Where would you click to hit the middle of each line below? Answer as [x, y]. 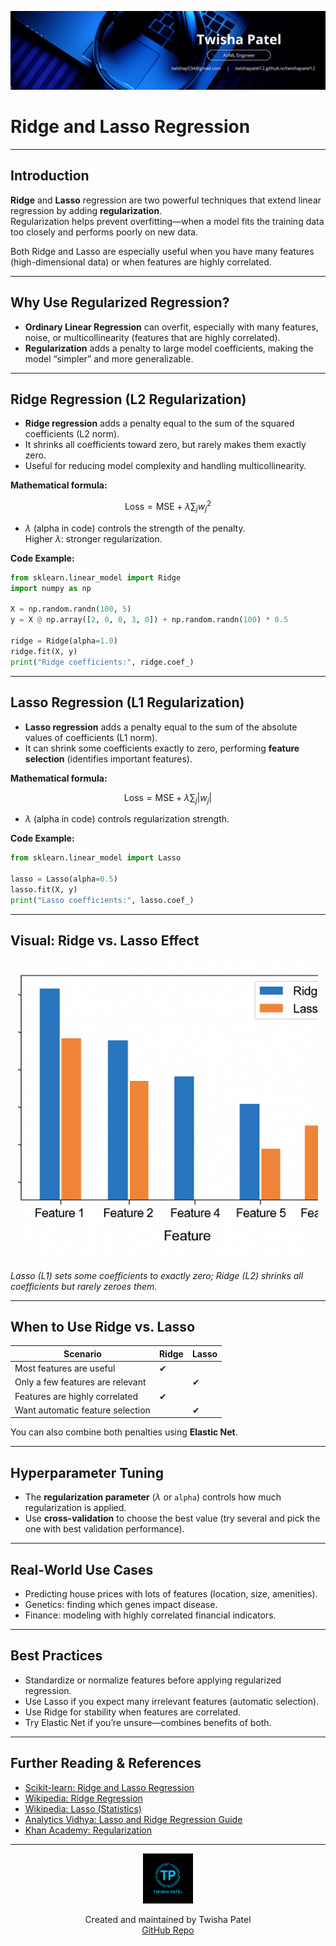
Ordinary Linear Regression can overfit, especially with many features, [171, 327]
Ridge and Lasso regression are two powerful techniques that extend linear [166, 200]
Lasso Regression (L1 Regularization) [127, 702]
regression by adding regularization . [86, 210]
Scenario [82, 1353]
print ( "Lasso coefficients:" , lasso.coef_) [102, 900]
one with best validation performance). [104, 1529]
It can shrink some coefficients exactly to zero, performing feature [162, 748]
